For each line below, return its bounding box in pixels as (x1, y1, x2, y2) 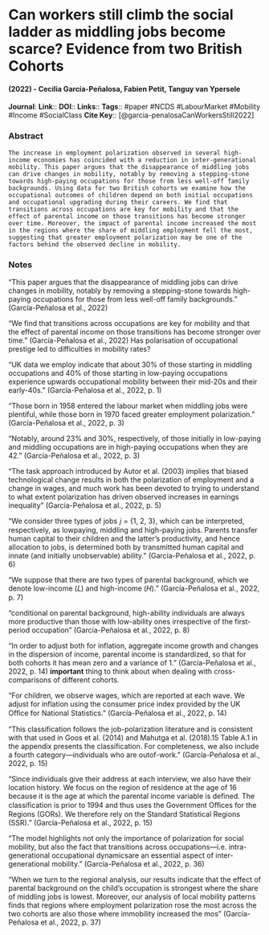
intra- (228, 842, 247, 851)
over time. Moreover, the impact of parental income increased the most (8, 219, 257, 227)
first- (234, 616, 251, 626)
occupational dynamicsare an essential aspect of (51, 851, 214, 860)
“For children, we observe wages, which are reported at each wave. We (8, 690, 245, 700)
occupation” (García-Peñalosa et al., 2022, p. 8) (31, 625, 190, 635)
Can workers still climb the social (8, 6, 234, 24)
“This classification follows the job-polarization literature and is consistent (8, 724, 253, 734)
